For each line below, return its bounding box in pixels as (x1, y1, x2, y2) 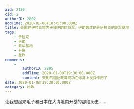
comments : (5, 57, 25, 62)
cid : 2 (5, 12, 19, 17)
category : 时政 (5, 84, 35, 89)
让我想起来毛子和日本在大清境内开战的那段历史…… (5, 98, 107, 104)
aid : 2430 (5, 7, 25, 12)
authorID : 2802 (5, 16, 36, 21)
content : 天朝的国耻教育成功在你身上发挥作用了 (22, 75, 108, 80)
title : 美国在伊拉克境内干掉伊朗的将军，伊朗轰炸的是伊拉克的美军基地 (5, 25, 129, 30)
